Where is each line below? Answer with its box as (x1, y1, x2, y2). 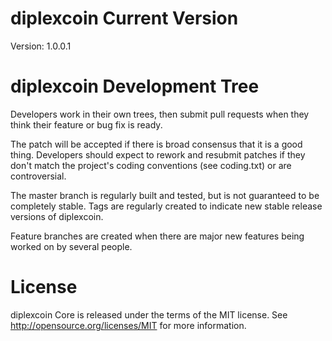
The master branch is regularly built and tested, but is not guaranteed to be (10, 189, 320, 201)
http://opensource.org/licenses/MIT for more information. (10, 319, 247, 331)
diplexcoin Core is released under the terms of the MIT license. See (10, 308, 288, 321)
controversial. (10, 170, 67, 182)
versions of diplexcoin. (10, 210, 104, 222)
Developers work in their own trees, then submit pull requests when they (10, 108, 310, 120)
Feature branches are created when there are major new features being (10, 230, 305, 242)
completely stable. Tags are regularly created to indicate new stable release (10, 200, 323, 212)
